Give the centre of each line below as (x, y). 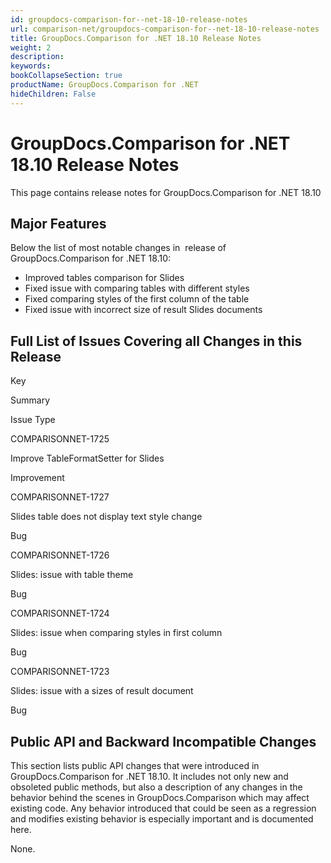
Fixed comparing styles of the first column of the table (137, 299)
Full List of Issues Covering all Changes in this (156, 341)
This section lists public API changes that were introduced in (135, 765)
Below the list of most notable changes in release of (118, 248)
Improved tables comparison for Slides (104, 278)
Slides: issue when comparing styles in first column (116, 633)
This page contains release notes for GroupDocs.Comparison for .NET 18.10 (166, 192)
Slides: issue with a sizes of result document (102, 691)
